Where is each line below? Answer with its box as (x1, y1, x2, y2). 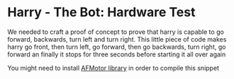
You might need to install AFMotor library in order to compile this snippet (7, 63, 220, 72)
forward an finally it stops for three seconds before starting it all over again (7, 50, 226, 59)
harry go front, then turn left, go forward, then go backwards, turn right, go (7, 42, 226, 51)
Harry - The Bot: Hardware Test (7, 4, 196, 20)
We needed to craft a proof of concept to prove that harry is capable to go (7, 28, 225, 36)
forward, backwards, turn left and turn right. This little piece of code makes (7, 35, 227, 43)
